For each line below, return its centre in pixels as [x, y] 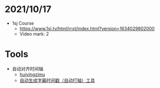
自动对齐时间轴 [28, 68]
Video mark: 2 [34, 34]
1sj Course [23, 23]
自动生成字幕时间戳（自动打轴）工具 [57, 80]
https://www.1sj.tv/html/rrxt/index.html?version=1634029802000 [87, 28]
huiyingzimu [32, 74]
